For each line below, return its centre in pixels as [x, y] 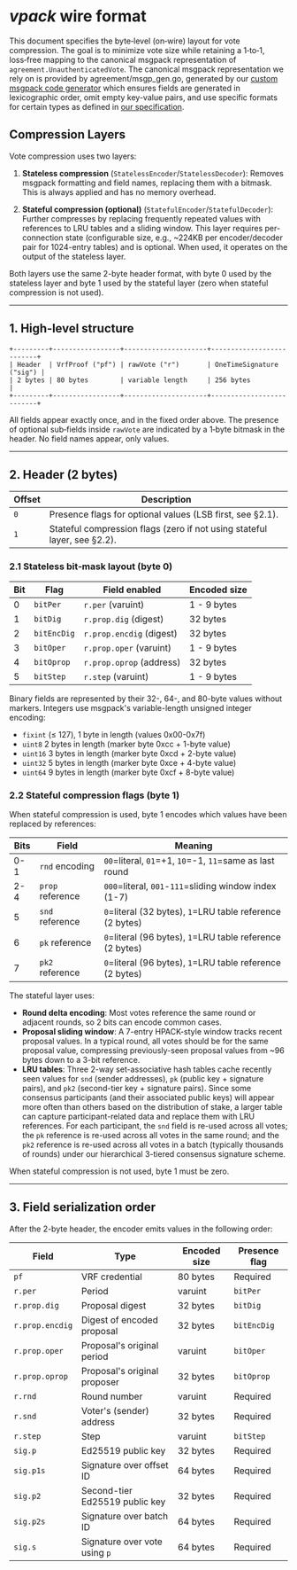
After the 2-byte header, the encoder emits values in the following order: [141, 1229]
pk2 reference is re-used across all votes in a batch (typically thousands [153, 1144]
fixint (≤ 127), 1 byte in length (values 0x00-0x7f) [114, 734]
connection [42, 238]
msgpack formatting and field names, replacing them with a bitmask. [147, 183]
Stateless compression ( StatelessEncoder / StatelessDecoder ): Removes [153, 173]
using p [96, 1552]
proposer [100, 1382]
